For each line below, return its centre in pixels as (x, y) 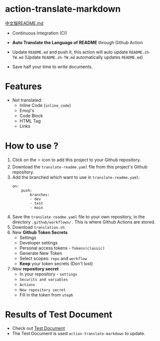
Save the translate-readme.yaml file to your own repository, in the (79, 217)
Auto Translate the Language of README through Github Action (78, 42)
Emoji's (27, 110)
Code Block (31, 116)
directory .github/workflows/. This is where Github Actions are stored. (84, 222)
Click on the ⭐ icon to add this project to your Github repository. (76, 160)
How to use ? (32, 146)
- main (37, 207)
